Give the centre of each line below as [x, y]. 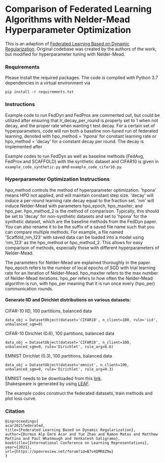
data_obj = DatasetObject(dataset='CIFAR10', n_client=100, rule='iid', [82, 320]
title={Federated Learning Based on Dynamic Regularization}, [70, 430]
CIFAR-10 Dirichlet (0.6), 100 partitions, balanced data [60, 333]
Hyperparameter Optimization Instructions [58, 179]
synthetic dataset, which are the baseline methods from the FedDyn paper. [81, 221]
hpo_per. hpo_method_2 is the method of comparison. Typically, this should [82, 211]
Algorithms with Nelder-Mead [68, 19]
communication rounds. [29, 288]
